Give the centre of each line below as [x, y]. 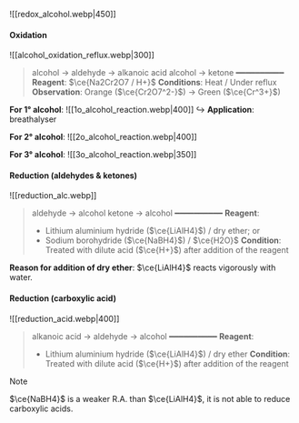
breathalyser [33, 119]
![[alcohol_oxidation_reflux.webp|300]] [82, 55]
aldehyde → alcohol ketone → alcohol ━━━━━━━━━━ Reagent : [145, 213]
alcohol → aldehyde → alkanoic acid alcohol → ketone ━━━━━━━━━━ [158, 73]
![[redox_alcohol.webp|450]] [63, 14]
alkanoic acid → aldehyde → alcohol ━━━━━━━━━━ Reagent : [143, 336]
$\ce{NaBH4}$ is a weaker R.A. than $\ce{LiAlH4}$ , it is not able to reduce [150, 398]
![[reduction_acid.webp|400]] [65, 318]
